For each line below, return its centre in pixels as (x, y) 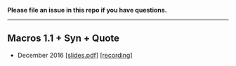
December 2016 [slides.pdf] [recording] (75, 55)
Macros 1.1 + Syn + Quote (64, 39)
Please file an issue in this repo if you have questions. (87, 10)
